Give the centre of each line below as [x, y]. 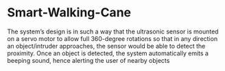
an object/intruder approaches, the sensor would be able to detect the [106, 46]
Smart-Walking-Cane [69, 13]
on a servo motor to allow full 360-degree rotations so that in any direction [113, 38]
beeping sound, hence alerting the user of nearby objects [88, 60]
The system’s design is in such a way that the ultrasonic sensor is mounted [113, 31]
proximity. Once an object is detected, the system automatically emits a [108, 53]
